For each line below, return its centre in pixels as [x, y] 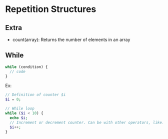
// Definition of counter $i [35, 95]
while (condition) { [27, 67]
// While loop [20, 108]
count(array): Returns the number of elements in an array [71, 39]
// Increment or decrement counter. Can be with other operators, [80, 122]
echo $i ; [19, 118]
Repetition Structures [51, 9]
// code [18, 71]
